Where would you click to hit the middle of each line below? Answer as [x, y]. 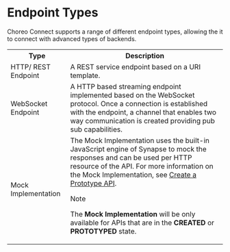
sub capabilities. [97, 129]
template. [85, 75]
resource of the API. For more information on [142, 166]
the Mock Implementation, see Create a [133, 175]
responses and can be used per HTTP [131, 157]
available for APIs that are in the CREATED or [142, 223]
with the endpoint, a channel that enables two [143, 112]
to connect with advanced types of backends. [72, 38]
